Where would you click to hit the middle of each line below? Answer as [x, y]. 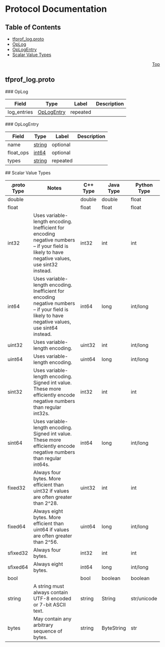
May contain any [52, 618]
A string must [49, 586]
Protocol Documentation [56, 9]
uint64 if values [51, 529]
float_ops [18, 153]
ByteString [114, 628]
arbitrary [43, 625]
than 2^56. [46, 542]
